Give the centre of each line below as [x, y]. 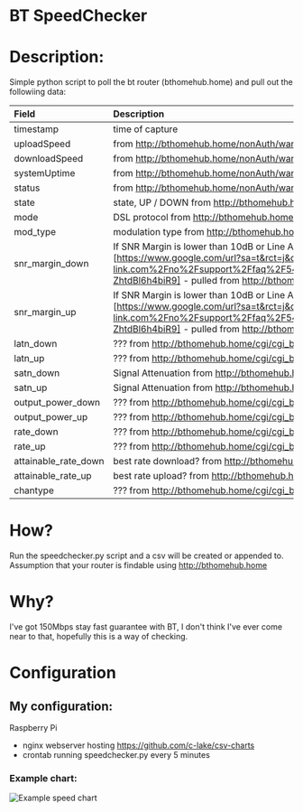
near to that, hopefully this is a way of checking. [99, 636]
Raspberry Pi [33, 728]
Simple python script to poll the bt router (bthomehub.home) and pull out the [151, 82]
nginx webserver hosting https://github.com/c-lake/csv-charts [138, 745]
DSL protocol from [152, 218]
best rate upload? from [161, 476]
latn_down [36, 344]
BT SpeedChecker [78, 16]
